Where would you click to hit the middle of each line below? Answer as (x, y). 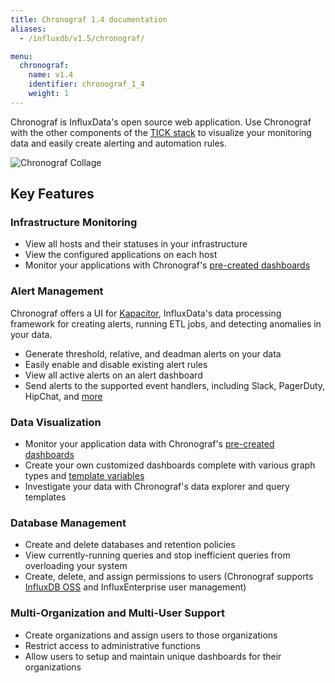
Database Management (68, 523)
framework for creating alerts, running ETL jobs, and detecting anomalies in (166, 323)
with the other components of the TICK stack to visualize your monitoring (161, 132)
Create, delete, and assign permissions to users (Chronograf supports (169, 577)
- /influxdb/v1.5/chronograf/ (82, 38)
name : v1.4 (51, 75)
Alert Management (57, 291)
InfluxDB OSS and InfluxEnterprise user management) (135, 587)
